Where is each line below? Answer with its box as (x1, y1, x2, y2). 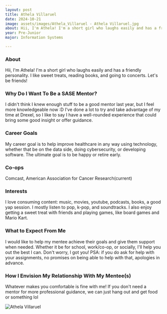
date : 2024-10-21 (5, 16, 41, 21)
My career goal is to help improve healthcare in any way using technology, (5, 141, 158, 147)
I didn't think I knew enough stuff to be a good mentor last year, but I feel (5, 102, 154, 107)
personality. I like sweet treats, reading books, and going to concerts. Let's (5, 73, 158, 79)
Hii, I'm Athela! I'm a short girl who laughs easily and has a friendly (5, 67, 142, 73)
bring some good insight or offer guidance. (5, 117, 93, 123)
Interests (5, 188, 27, 195)
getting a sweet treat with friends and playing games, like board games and (5, 209, 160, 215)
